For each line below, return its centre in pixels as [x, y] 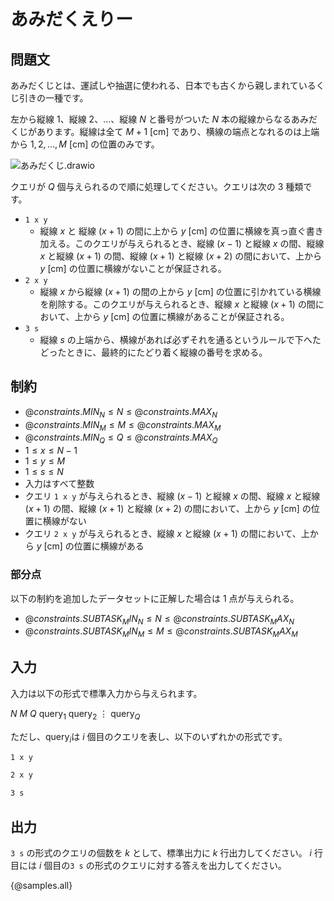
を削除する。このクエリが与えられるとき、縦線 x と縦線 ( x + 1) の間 [177, 304]
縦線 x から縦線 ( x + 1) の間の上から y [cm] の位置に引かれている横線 [180, 291]
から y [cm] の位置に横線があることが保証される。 [186, 316]
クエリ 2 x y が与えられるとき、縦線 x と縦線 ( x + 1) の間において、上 [167, 534]
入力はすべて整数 [59, 484]
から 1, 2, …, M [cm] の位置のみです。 [85, 144]
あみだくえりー [72, 19]
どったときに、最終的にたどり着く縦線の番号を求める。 [153, 352]
